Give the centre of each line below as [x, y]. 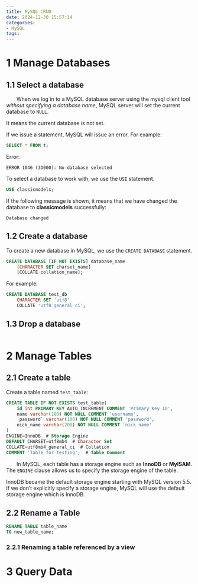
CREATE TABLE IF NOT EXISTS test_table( [57, 403]
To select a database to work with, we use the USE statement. [80, 179]
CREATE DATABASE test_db [37, 295]
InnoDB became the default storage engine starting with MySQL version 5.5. [99, 481]
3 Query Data [39, 572]
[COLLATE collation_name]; [50, 272]
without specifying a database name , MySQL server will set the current [93, 106]
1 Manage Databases [58, 63]
